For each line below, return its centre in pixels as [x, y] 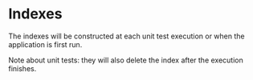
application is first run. [45, 44]
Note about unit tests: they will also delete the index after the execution [126, 60]
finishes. [22, 68]
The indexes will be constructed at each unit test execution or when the [126, 36]
